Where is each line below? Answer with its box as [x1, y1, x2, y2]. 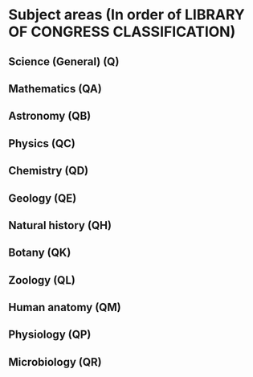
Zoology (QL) [8, 273, 76, 287]
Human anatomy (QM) [8, 301, 122, 314]
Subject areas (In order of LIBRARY [8, 6, 245, 24]
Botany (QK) [8, 246, 71, 260]
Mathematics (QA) [8, 82, 102, 96]
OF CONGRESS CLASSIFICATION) [8, 23, 236, 41]
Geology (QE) [8, 191, 77, 205]
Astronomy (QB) [8, 109, 92, 123]
